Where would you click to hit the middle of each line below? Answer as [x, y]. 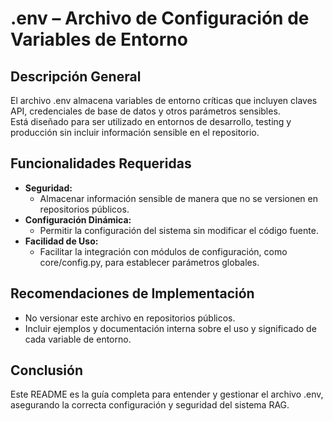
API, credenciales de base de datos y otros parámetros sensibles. [145, 111]
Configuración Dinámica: [78, 219]
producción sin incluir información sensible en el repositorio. [135, 132]
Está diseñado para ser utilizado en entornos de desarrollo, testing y [151, 121]
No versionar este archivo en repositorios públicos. [130, 318]
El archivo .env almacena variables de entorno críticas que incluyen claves [164, 100]
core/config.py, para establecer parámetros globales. [149, 262]
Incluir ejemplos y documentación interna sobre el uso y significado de [170, 328]
